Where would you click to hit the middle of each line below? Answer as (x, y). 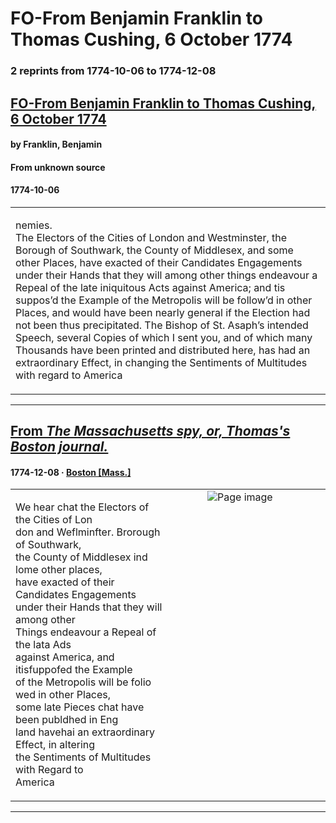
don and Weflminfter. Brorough (88, 532)
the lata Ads (43, 645)
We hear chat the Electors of (82, 507)
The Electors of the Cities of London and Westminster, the (151, 237)
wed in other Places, (63, 695)
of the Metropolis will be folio (83, 682)
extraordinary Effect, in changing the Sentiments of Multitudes (161, 362)
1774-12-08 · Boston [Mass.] (71, 472)
